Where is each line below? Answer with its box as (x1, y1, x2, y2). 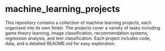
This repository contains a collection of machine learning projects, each (5, 20, 152, 25)
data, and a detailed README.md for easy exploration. (5, 40, 116, 46)
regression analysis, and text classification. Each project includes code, (5, 35, 151, 41)
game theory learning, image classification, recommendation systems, (5, 30, 149, 36)
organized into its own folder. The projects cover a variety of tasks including (5, 25, 161, 30)
